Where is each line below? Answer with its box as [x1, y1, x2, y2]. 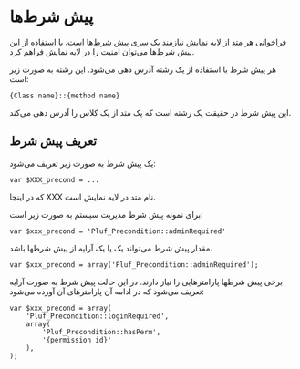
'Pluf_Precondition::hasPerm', [42, 327, 161, 336]
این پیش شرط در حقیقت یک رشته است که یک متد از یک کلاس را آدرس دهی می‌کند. [9, 107, 292, 118]
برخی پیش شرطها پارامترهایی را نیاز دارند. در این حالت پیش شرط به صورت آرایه [9, 276, 283, 287]
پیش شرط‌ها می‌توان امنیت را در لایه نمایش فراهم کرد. [9, 46, 195, 56]
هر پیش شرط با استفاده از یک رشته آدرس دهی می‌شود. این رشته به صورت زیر [9, 64, 276, 75]
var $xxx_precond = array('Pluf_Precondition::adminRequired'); [9, 260, 259, 270]
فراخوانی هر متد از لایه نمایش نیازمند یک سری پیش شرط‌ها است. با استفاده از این [9, 36, 287, 47]
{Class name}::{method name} [9, 91, 120, 100]
